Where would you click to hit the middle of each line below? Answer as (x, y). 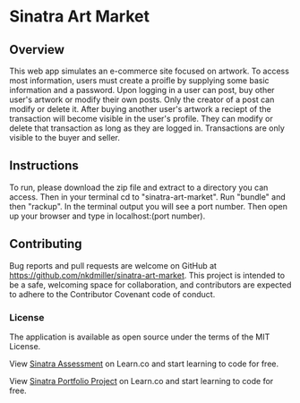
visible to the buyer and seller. (65, 137)
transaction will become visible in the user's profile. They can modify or (141, 119)
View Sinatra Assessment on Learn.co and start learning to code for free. (144, 364)
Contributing (46, 244)
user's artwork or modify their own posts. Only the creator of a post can (142, 99)
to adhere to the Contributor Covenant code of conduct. (112, 294)
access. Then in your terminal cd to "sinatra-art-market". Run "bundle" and (148, 197)
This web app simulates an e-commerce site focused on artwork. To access (149, 71)
